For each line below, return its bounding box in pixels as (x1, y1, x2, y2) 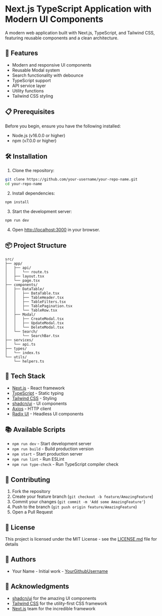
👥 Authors (5, 555, 36, 563)
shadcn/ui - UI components (12, 400, 67, 406)
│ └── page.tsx (5, 278, 40, 283)
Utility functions (12, 88, 44, 93)
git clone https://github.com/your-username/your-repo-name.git (5, 177, 138, 182)
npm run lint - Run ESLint (12, 456, 65, 462)
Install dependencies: (12, 191, 55, 196)
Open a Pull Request (12, 509, 53, 515)
